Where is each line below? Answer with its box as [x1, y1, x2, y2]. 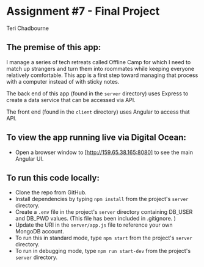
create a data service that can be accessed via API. [6, 96, 136, 103]
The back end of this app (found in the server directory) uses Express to [6, 90, 189, 97]
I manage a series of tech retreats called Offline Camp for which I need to [6, 58, 191, 65]
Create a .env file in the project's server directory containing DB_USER [15, 208, 193, 216]
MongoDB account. [15, 228, 64, 235]
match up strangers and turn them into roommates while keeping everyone [6, 65, 194, 72]
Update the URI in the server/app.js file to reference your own [15, 221, 173, 229]
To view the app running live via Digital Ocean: [6, 133, 186, 143]
